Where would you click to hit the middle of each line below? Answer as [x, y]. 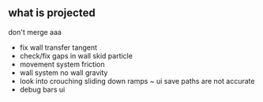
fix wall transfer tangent [58, 47]
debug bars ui [42, 89]
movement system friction [62, 64]
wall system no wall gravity [64, 72]
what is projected [52, 13]
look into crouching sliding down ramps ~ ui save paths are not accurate [137, 81]
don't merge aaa [35, 32]
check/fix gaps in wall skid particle [76, 55]
